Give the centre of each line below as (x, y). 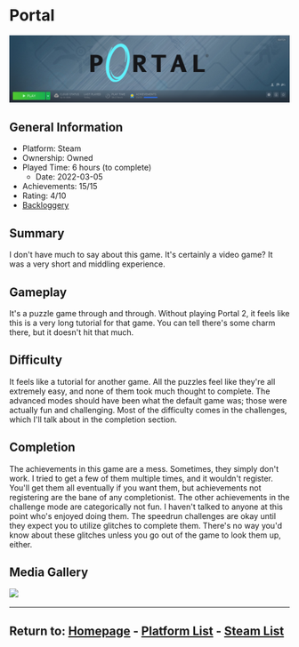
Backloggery (45, 205)
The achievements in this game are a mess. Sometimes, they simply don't (144, 468)
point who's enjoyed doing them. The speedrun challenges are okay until (143, 515)
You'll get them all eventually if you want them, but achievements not (135, 487)
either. (21, 544)
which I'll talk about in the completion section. (93, 419)
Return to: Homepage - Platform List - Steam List (147, 631)
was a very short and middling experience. (88, 264)
